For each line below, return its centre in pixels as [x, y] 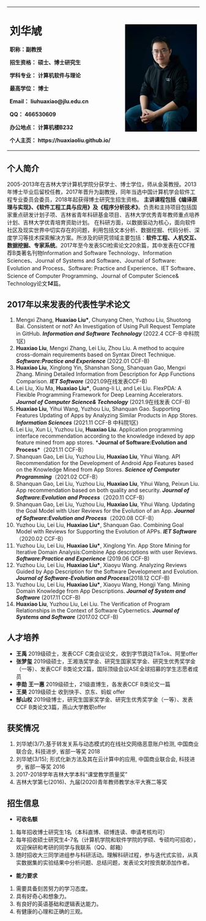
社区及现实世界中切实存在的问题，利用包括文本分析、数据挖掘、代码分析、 [101, 230]
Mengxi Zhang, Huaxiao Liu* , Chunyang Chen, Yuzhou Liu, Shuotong [103, 320]
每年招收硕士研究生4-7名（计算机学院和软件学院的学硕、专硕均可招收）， [107, 840]
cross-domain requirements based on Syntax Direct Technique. [96, 354]
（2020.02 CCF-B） [41, 538]
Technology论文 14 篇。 [35, 284]
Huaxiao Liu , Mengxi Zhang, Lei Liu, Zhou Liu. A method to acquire [100, 348]
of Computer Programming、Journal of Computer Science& [104, 276]
